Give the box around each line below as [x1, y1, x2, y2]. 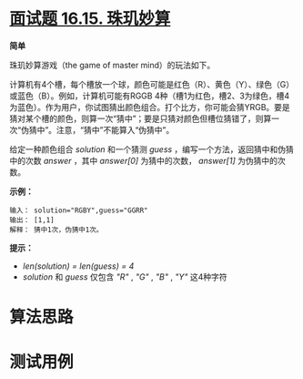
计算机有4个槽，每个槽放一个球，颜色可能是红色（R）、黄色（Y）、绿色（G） [9, 78, 294, 89]
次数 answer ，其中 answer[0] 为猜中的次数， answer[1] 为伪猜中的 [25, 155, 278, 166]
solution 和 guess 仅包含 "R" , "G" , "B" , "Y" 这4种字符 [22, 271, 227, 282]
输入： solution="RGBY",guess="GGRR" [9, 206, 148, 215]
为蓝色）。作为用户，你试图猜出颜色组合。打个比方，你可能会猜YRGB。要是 [9, 101, 291, 112]
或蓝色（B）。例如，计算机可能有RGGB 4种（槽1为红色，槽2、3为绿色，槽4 [9, 90, 290, 101]
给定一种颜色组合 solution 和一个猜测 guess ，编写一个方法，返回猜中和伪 [9, 143, 287, 155]
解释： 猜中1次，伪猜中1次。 [9, 225, 104, 234]
